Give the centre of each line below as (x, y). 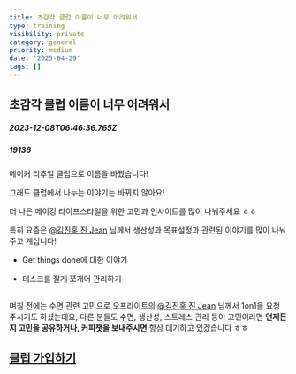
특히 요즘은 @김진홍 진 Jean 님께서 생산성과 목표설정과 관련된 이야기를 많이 (140, 230)
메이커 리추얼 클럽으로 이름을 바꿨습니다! (79, 173)
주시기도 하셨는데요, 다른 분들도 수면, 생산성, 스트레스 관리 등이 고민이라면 (136, 317)
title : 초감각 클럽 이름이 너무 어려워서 (73, 17)
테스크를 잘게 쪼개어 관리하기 (72, 279)
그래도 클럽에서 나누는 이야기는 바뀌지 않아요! (87, 192)
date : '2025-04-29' (45, 58)
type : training (37, 26)
